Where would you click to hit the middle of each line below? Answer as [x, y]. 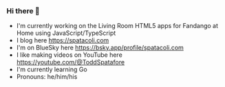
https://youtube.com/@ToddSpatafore [71, 62]
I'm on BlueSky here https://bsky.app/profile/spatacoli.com [100, 48]
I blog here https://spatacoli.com [63, 40]
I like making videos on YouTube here [69, 55]
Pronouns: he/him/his [47, 77]
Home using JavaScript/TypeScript [66, 33]
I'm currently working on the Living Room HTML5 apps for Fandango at [117, 26]
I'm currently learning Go [52, 70]
